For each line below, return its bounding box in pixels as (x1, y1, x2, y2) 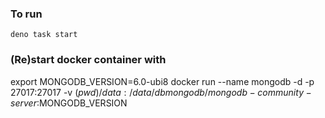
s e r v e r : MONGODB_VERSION (10, 97, 128, 109)
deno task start (10, 30, 78, 40)
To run (10, 7, 43, 21)
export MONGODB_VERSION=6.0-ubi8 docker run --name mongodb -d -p (10, 75, 315, 87)
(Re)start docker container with (10, 53, 167, 67)
